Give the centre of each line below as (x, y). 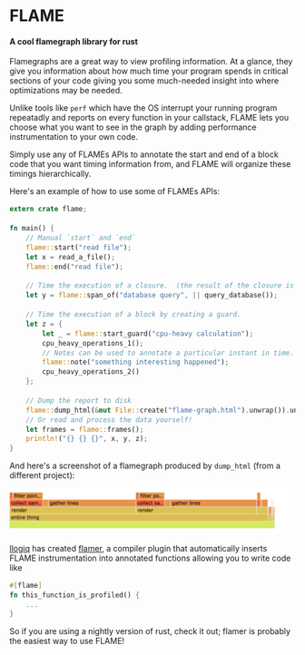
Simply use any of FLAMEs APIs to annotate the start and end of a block (144, 154)
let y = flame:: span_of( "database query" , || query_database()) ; (152, 296)
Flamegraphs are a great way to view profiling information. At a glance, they (151, 62)
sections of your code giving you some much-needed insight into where (144, 81)
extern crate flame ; (49, 210)
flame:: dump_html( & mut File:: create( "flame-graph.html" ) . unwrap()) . (158, 410)
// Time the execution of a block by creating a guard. (134, 315)
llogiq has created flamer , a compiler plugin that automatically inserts (138, 548)
